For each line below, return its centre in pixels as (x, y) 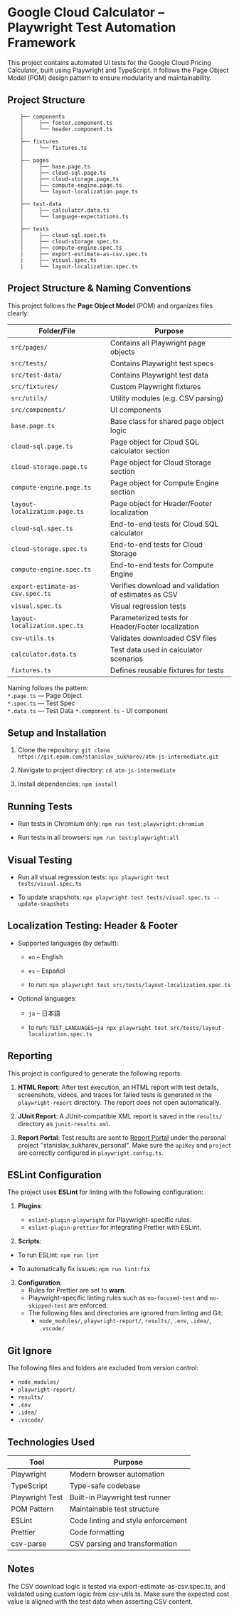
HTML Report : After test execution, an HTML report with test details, (118, 1087)
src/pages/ (29, 347)
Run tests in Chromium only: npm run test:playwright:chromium (111, 824)
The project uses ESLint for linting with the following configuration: (106, 1192)
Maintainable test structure (115, 1509)
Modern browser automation (117, 1475)
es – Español (47, 971)
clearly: (18, 313)
